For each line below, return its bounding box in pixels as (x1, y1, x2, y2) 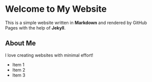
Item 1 (12, 61, 25, 67)
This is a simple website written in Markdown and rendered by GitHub (5, 20, 148, 26)
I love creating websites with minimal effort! (5, 52, 93, 58)
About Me (5, 39, 36, 48)
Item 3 (12, 72, 26, 78)
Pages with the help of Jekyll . (5, 25, 66, 30)
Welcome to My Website (5, 3, 107, 15)
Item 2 (12, 67, 26, 73)
